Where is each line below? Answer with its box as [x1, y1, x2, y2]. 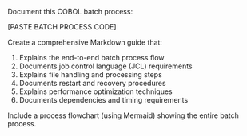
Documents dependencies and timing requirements [18, 95, 189, 104]
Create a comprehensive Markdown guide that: [7, 37, 163, 47]
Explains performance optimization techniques [18, 87, 173, 96]
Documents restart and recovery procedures [18, 79, 166, 87]
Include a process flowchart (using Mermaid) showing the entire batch [7, 111, 239, 120]
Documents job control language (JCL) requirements [18, 61, 193, 71]
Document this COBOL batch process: [7, 7, 133, 16]
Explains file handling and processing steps [18, 70, 163, 79]
